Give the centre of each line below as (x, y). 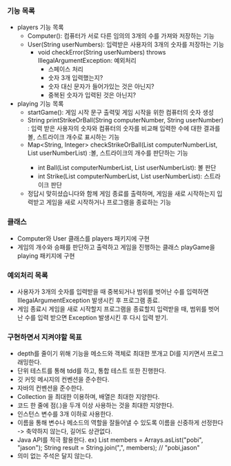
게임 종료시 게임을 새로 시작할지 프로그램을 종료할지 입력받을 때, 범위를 (112, 308)
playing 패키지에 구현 (46, 255)
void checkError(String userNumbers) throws (102, 53)
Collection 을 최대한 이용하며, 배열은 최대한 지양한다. (88, 397)
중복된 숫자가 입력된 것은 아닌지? (92, 95)
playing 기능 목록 (40, 104)
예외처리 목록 (28, 275)
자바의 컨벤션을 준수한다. (50, 388)
